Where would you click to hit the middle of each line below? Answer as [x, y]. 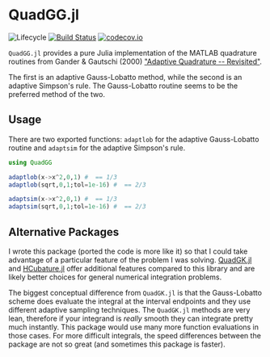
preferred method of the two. [57, 94]
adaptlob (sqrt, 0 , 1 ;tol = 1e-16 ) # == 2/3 [78, 185]
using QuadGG [30, 162]
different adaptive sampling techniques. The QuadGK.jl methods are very [129, 309]
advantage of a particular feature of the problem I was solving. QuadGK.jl [130, 259]
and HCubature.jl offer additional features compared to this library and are [132, 268]
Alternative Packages [64, 232]
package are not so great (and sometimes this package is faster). [117, 344]
